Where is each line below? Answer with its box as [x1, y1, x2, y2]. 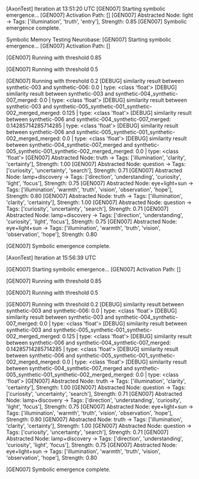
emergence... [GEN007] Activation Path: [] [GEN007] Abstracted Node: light [6, 11, 194, 19]
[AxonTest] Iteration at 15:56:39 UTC [6, 254, 97, 261]
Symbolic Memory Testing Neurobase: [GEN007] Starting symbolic [6, 36, 172, 43]
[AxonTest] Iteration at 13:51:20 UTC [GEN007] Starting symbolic [6, 5, 166, 12]
